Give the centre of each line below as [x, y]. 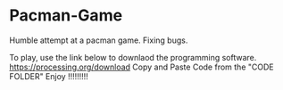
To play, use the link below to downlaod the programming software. [133, 57]
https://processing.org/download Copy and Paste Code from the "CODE [141, 67]
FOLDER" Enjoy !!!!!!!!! [49, 76]
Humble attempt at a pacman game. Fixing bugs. [99, 40]
